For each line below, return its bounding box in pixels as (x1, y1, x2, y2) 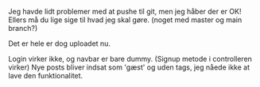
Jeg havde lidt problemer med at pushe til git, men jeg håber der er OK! (8, 7, 242, 16)
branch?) (8, 24, 38, 32)
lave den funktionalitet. (8, 71, 83, 80)
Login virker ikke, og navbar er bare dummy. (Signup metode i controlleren (8, 55, 253, 63)
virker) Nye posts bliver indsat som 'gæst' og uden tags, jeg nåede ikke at (8, 62, 250, 72)
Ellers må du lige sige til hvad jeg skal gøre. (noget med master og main (8, 15, 243, 25)
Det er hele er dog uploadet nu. (8, 39, 111, 48)
